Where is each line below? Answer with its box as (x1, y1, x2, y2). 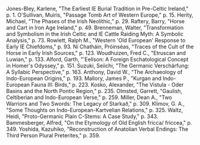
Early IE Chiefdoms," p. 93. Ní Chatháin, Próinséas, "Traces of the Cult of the (6, 43, 195, 50)
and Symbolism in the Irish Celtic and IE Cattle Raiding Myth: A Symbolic (6, 30, 184, 38)
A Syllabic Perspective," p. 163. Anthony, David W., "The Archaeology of (6, 69, 183, 75)
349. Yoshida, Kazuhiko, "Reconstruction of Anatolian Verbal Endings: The (6, 125, 189, 132)
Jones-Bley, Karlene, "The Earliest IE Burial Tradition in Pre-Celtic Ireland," (6, 5, 189, 12)
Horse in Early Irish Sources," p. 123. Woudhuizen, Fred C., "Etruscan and (6, 50, 186, 56)
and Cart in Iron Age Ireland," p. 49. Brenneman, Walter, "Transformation (6, 24, 184, 31)
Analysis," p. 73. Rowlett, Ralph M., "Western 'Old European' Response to (6, 37, 186, 44)
